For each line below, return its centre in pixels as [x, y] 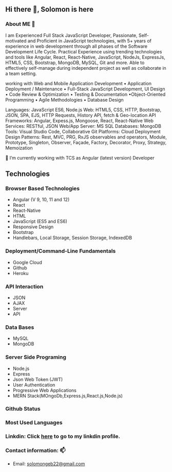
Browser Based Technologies [43, 189]
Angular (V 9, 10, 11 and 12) [41, 200]
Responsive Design [33, 227]
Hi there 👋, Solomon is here [50, 9]
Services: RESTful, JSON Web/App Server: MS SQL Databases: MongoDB [83, 126]
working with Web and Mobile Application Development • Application [78, 83]
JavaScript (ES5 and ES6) [40, 222]
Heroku [21, 273]
